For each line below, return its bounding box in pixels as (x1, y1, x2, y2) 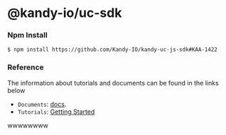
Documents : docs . (17, 100, 67, 108)
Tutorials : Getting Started (17, 107, 95, 116)
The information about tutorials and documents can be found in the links (7, 78, 219, 87)
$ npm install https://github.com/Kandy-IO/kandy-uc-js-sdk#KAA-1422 (7, 46, 218, 54)
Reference (7, 62, 44, 72)
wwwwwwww (7, 121, 48, 129)
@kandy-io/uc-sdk (7, 5, 122, 21)
